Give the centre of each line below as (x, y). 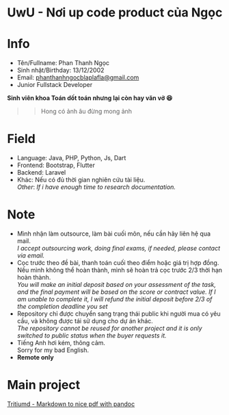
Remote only (35, 357)
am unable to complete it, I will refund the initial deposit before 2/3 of (114, 299)
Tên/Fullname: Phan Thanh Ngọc (63, 63)
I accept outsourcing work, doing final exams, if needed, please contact (119, 248)
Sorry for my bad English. (53, 350)
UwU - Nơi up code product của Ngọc (115, 13)
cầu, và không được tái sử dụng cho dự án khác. (85, 321)
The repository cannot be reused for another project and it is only (110, 328)
